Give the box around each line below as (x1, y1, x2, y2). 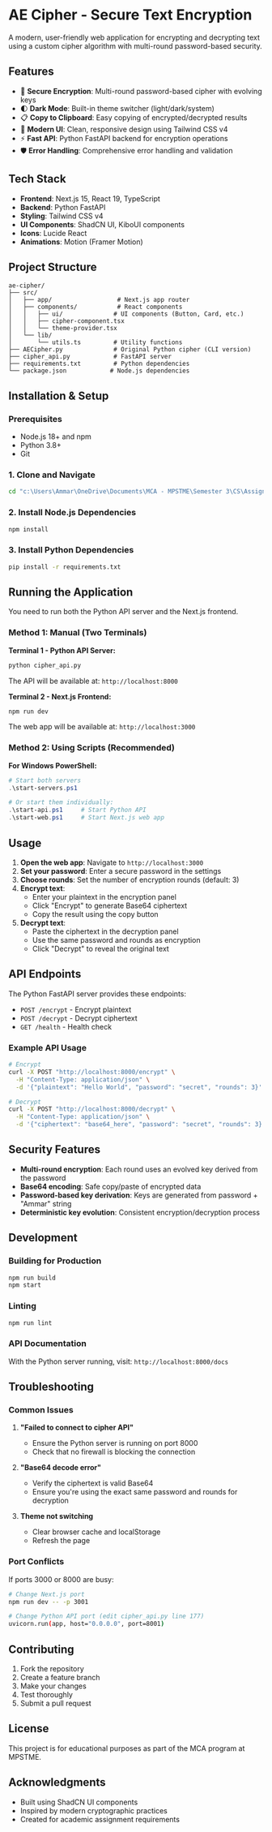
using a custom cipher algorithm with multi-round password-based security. (8, 41, 263, 50)
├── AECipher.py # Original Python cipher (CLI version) (8, 346, 252, 354)
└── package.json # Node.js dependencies (8, 367, 190, 375)
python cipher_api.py (8, 661, 82, 669)
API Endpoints (8, 967, 82, 981)
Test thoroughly (19, 1690, 73, 1700)
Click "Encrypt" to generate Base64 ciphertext (32, 901, 188, 910)
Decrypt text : (19, 918, 66, 927)
